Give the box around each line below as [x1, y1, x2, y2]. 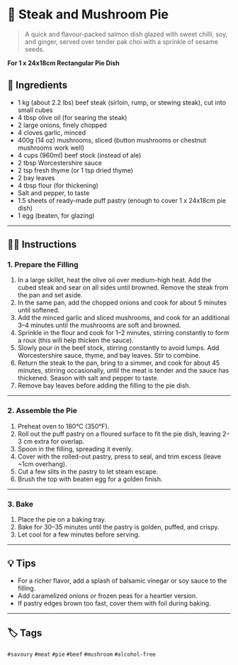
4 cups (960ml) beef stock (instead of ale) [17, 150, 142, 159]
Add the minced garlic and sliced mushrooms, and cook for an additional [17, 314, 230, 322]
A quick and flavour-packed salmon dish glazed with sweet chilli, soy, [24, 30, 228, 38]
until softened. [17, 306, 60, 314]
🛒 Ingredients [7, 79, 68, 92]
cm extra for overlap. [23, 436, 85, 446]
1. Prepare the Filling [7, 260, 79, 270]
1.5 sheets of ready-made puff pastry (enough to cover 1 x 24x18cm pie [17, 196, 227, 204]
